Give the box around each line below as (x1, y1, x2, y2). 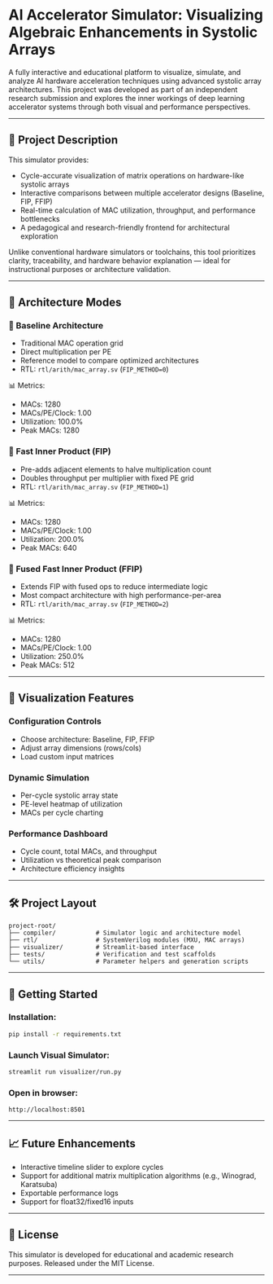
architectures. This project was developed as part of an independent (8, 84, 238, 95)
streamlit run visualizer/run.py (8, 1067, 122, 1076)
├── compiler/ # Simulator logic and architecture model (8, 929, 242, 938)
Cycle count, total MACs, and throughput (19, 846, 158, 856)
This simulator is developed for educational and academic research (8, 1249, 234, 1260)
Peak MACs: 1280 (19, 425, 80, 435)
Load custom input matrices (19, 751, 115, 761)
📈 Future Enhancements (8, 1137, 136, 1150)
